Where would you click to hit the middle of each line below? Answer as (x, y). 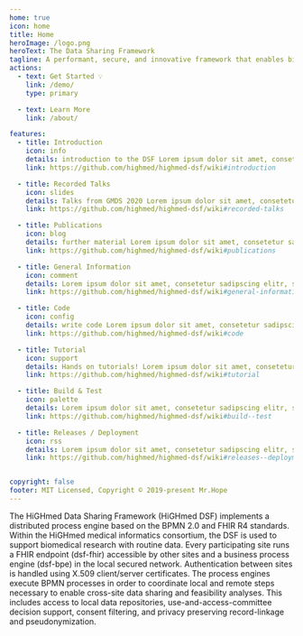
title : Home (32, 34)
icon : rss (44, 441)
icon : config (50, 317)
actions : (26, 69)
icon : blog (46, 234)
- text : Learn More (54, 109)
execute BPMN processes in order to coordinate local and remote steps (142, 583)
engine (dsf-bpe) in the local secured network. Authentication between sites (151, 564)
